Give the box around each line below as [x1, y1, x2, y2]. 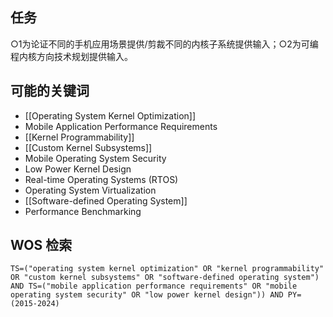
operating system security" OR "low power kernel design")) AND [10, 290, 284, 300]
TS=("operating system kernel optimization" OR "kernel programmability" [10, 264, 325, 274]
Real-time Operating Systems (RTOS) [24, 173, 179, 185]
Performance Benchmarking [24, 205, 142, 217]
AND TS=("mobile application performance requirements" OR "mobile [10, 281, 298, 292]
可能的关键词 [10, 83, 90, 100]
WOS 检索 [10, 237, 73, 254]
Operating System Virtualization [24, 184, 157, 196]
